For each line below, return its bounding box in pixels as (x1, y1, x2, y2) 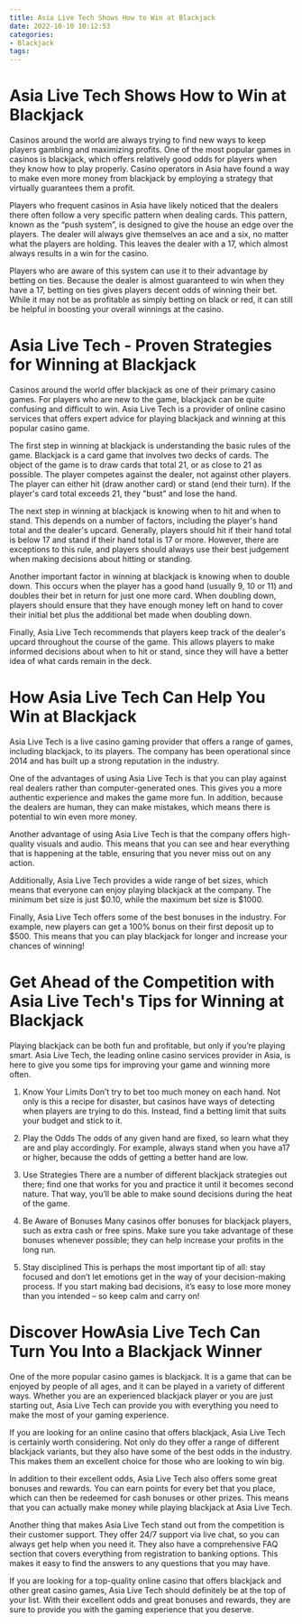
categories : (9, 30, 54, 39)
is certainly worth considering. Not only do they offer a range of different (9, 1436, 279, 1447)
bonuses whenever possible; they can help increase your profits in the (22, 1234, 284, 1245)
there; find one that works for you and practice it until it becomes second (22, 1178, 294, 1189)
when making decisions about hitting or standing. (9, 554, 193, 564)
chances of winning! (9, 940, 86, 951)
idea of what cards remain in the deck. (9, 656, 152, 666)
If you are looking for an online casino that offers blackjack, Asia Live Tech (9, 1426, 286, 1437)
